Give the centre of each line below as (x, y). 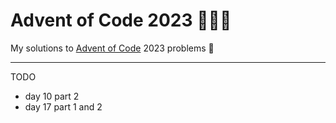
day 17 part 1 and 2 (63, 106)
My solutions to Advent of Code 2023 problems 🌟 (112, 48)
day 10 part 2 (52, 96)
